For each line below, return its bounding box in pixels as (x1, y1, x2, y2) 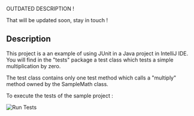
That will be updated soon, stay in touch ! (6, 17, 108, 23)
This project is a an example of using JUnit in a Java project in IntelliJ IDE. (6, 50, 189, 57)
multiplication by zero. (6, 62, 61, 69)
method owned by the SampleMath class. (6, 80, 109, 87)
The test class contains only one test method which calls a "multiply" (6, 74, 177, 81)
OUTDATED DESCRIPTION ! (6, 5, 75, 12)
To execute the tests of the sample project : (6, 92, 114, 99)
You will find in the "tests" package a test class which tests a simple (6, 56, 174, 63)
